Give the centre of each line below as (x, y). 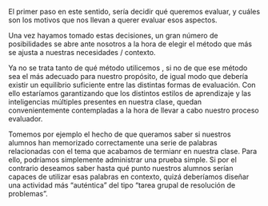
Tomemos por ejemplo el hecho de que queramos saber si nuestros (120, 134)
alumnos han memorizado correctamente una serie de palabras (113, 143)
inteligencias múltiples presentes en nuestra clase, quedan (105, 102)
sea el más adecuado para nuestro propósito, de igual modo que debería (128, 76)
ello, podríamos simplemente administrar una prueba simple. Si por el (123, 160)
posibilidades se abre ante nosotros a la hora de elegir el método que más (130, 44)
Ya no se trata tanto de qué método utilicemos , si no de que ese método (128, 68)
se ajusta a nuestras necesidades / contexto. (82, 52)
